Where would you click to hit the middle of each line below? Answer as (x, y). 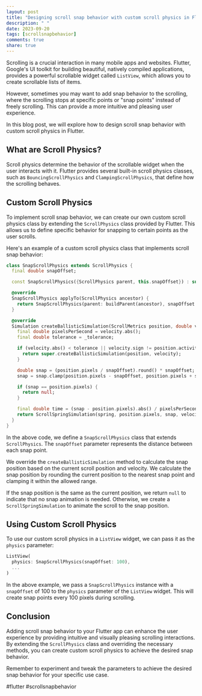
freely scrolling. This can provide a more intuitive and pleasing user (90, 106)
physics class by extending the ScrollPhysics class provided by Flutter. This (101, 223)
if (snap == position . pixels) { (57, 387)
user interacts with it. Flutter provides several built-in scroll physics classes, (100, 171)
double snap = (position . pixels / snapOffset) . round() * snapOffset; (106, 370)
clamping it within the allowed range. (52, 481)
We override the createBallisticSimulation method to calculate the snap (97, 461)
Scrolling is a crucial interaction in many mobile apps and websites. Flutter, (99, 62)
